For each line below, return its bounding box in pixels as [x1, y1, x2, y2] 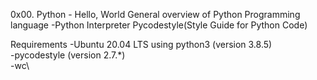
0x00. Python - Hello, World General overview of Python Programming [10, 9, 301, 20]
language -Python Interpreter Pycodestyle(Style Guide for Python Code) [10, 19, 308, 31]
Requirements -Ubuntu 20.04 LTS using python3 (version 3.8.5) [10, 39, 273, 50]
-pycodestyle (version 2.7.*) [10, 49, 126, 61]
